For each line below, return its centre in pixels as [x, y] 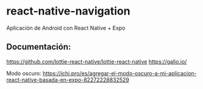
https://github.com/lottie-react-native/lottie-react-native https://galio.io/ [97, 61]
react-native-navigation [68, 11]
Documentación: [39, 47]
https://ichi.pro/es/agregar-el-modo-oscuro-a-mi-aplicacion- [119, 73]
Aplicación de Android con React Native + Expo [66, 28]
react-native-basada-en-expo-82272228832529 [68, 79]
